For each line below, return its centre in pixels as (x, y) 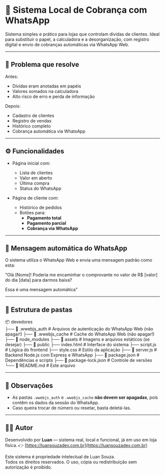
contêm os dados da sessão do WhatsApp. (56, 402)
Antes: (12, 76)
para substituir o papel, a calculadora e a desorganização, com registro (77, 39)
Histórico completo (31, 126)
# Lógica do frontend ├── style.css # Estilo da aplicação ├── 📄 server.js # (81, 350)
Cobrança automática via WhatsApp (49, 131)
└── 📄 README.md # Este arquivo (40, 365)
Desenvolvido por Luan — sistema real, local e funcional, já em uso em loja (81, 440)
